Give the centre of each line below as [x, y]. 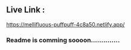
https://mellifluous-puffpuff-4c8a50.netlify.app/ [65, 24]
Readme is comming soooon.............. [63, 40]
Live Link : [26, 10]
